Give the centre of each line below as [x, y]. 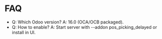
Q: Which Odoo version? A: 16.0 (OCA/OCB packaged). [68, 22]
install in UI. [23, 32]
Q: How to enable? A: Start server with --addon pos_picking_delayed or [84, 27]
